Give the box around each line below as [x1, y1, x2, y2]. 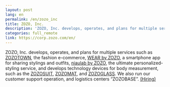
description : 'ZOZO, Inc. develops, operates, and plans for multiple [5, 26, 157, 31]
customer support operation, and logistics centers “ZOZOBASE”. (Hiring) [5, 76, 156, 82]
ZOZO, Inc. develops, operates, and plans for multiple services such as [5, 49, 153, 55]
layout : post [5, 7, 33, 13]
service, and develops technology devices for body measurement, [20, 65, 159, 71]
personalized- [134, 60, 163, 66]
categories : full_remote [5, 31, 58, 36]
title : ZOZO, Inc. [5, 21, 44, 27]
